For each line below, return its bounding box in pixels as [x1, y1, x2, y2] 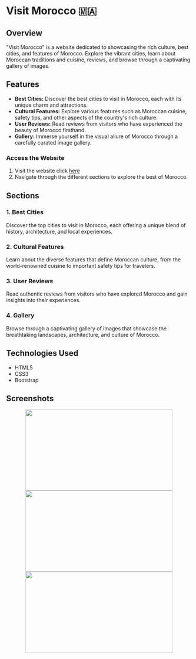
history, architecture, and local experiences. [6, 228, 113, 235]
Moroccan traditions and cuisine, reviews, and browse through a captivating [6, 56, 191, 63]
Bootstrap [14, 376, 39, 383]
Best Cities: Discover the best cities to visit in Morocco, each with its [14, 95, 182, 102]
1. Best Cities [6, 208, 44, 217]
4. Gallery [6, 312, 35, 320]
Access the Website [6, 153, 65, 162]
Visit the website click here [14, 167, 81, 175]
